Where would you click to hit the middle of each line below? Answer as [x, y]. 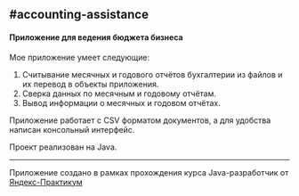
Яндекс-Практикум [46, 182]
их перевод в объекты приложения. [90, 84]
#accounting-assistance [79, 15]
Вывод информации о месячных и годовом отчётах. [121, 102]
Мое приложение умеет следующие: [79, 57]
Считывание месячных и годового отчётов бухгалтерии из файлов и [152, 74]
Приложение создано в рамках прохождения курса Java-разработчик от [149, 172]
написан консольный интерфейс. [72, 129]
